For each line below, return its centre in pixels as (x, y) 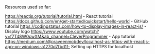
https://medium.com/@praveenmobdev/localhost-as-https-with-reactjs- (77, 42)
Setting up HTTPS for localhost (102, 47)
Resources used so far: (28, 7)
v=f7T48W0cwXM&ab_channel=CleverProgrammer (56, 36)
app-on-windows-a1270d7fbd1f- (38, 47)
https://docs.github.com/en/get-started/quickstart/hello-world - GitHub (77, 21)
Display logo (17, 31)
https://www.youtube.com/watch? (65, 31)
